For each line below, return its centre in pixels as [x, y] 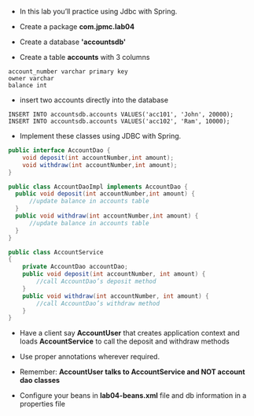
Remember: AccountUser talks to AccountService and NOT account [132, 372]
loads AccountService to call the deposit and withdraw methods [124, 341]
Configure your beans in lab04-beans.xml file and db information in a [133, 396]
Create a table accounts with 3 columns [85, 57]
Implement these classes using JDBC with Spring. [100, 136]
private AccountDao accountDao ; [75, 267]
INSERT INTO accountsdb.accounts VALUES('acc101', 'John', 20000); [121, 114]
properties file [42, 404]
